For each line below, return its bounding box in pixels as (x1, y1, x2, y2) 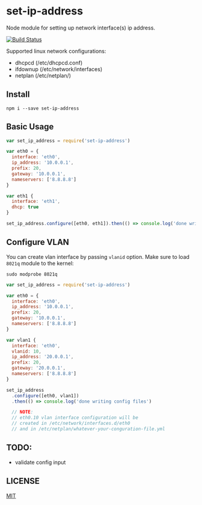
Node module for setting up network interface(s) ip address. (6, 24, 155, 31)
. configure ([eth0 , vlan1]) (11, 392, 79, 398)
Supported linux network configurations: (6, 47, 106, 55)
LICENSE (6, 476, 40, 486)
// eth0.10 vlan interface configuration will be (11, 415, 138, 421)
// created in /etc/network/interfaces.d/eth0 (11, 420, 130, 427)
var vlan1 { (6, 337, 36, 343)
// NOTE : (11, 409, 34, 415)
